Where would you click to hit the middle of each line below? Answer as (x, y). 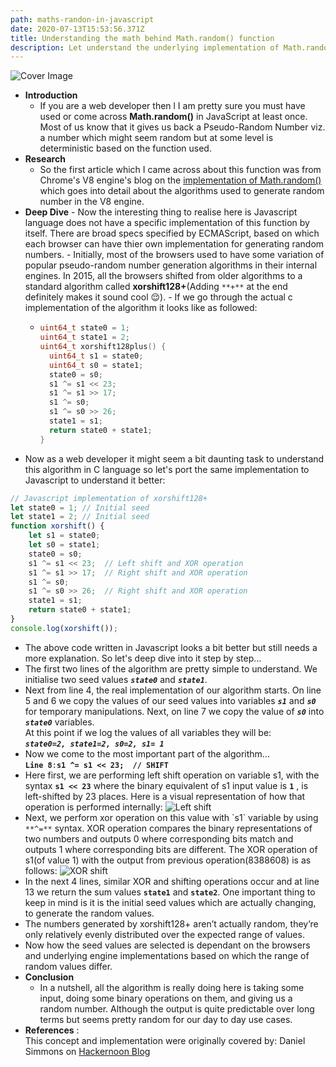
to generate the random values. (89, 913)
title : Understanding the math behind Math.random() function (142, 38)
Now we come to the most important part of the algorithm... (147, 753)
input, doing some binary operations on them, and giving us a (166, 998)
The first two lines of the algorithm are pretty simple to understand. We (171, 668)
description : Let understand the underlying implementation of (145, 47)
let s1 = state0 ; (64, 536)
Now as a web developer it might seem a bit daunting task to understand (174, 458)
